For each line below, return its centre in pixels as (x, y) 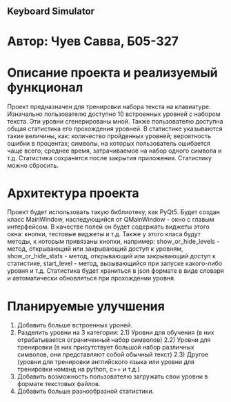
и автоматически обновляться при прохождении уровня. (91, 278)
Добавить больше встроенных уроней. (75, 325)
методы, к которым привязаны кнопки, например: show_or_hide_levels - (113, 242)
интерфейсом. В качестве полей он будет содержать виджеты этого (109, 227)
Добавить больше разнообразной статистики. (86, 391)
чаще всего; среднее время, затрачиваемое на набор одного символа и (114, 151)
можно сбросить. (33, 165)
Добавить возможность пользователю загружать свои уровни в (112, 376)
